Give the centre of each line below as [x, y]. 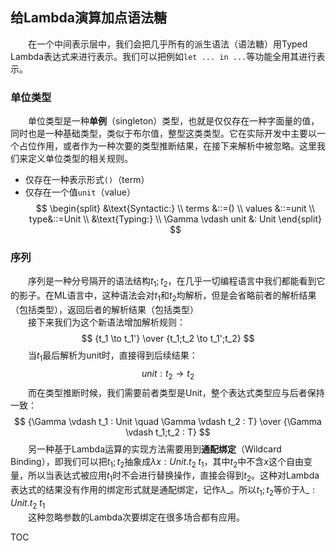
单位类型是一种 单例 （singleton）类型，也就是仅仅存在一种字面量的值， [174, 121]
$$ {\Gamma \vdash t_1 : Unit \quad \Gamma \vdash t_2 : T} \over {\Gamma [168, 421]
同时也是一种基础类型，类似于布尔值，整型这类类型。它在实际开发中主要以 [163, 134]
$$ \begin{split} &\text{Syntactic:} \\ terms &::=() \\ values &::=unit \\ [175, 209]
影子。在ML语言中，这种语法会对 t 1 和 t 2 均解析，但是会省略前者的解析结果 [167, 296]
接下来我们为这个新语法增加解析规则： [107, 322]
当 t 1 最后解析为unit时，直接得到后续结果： [113, 356]
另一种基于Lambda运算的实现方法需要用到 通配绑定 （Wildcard [155, 449]
